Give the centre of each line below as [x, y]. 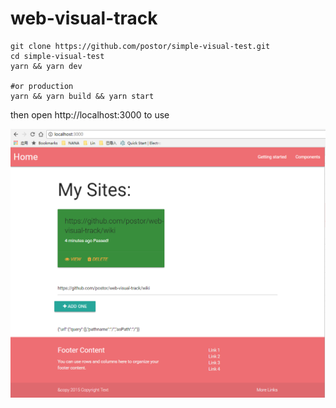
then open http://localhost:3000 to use [90, 114]
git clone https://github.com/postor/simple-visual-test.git [140, 46]
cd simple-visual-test [57, 56]
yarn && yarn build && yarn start [82, 96]
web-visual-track [84, 18]
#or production [42, 86]
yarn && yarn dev [46, 66]
